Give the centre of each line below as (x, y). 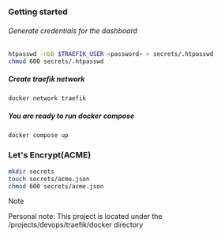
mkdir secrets (32, 172)
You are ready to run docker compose (71, 116)
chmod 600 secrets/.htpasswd (56, 61)
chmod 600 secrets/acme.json (56, 186)
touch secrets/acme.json (49, 179)
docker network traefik (47, 98)
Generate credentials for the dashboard (73, 31)
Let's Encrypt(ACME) (50, 155)
